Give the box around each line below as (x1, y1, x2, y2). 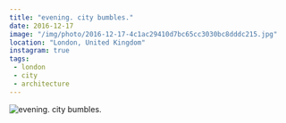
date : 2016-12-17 (9, 21, 74, 30)
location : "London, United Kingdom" (9, 37, 146, 47)
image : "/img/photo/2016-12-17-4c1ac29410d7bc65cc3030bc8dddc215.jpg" (9, 29, 278, 38)
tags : (9, 54, 29, 63)
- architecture (13, 79, 70, 88)
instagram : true (9, 46, 70, 55)
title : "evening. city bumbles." (9, 12, 134, 22)
